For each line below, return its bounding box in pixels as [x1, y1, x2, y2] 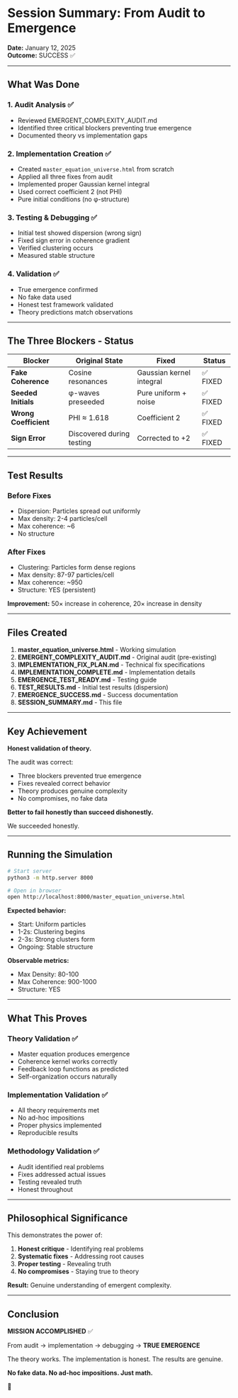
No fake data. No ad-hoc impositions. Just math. [7, 1369, 154, 1377]
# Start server [7, 867, 52, 874]
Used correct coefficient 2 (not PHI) [17, 187, 123, 196]
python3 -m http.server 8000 [7, 874, 93, 881]
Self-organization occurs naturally [17, 1072, 118, 1081]
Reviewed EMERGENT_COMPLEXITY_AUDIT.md [17, 115, 157, 125]
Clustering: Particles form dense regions [17, 563, 136, 572]
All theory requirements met [17, 1106, 99, 1115]
